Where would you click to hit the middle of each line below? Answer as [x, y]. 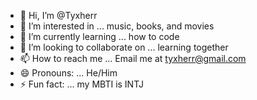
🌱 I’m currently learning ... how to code [99, 36]
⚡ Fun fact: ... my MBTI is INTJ [81, 84]
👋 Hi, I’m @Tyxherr [58, 15]
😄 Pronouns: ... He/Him [68, 73]
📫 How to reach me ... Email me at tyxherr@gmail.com [133, 58]
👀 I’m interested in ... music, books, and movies [117, 26]
